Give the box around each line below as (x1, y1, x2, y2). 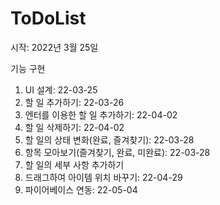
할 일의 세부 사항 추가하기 (24, 158, 125, 171)
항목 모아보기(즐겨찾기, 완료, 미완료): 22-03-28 (24, 146, 211, 158)
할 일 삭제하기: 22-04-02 (24, 121, 125, 133)
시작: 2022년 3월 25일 (10, 41, 99, 53)
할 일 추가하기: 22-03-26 (24, 96, 125, 108)
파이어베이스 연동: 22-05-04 (24, 183, 138, 196)
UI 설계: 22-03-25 (24, 83, 98, 96)
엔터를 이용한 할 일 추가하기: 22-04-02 (24, 108, 178, 121)
